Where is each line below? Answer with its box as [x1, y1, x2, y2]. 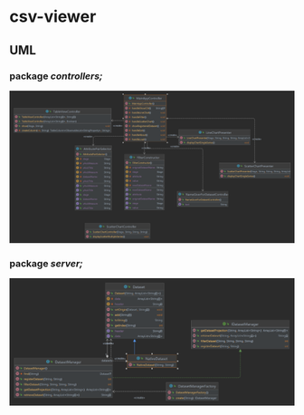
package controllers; [9, 70, 103, 82]
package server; [9, 256, 83, 269]
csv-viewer [9, 6, 97, 27]
